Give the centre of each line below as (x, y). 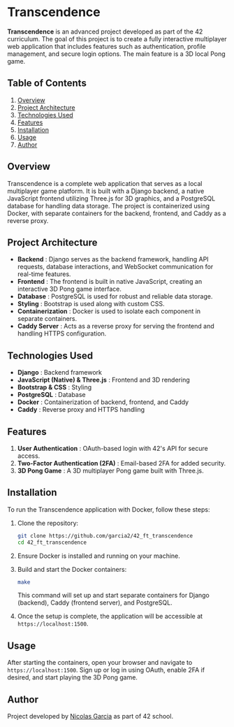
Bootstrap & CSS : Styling (54, 387)
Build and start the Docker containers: (72, 569)
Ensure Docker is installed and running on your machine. (98, 556)
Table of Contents (47, 84)
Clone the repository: (48, 523)
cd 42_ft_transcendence (52, 542)
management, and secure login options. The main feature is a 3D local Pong (116, 54)
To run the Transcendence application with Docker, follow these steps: (109, 509)
